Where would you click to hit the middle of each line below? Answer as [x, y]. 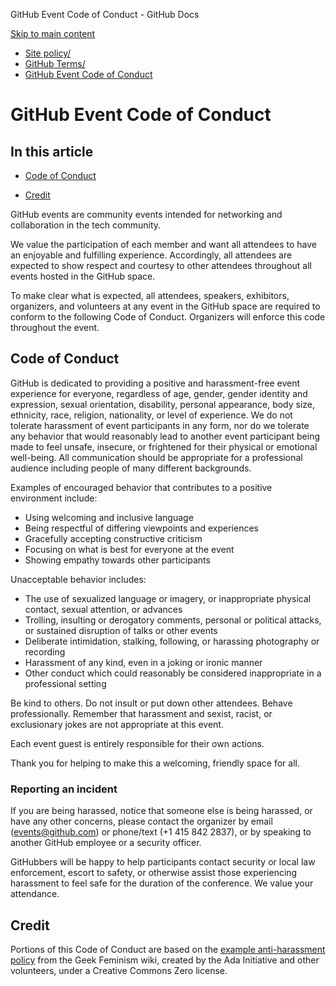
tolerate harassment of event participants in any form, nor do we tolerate [160, 425]
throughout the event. [55, 327]
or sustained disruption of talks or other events [121, 630]
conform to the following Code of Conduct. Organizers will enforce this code [168, 317]
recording [45, 651]
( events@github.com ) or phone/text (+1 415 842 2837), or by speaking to [161, 832]
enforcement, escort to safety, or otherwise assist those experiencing [154, 873]
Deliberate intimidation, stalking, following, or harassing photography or [172, 641]
